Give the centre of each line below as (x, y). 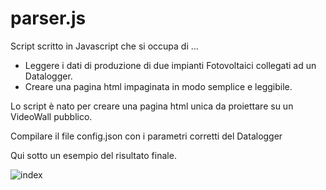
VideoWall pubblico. (51, 116)
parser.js (48, 18)
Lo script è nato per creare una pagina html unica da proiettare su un (152, 106)
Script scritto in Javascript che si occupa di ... (104, 46)
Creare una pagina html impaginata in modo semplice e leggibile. (158, 86)
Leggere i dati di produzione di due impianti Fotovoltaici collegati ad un (170, 65)
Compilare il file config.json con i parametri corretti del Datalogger (146, 136)
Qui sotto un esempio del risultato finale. (93, 155)
